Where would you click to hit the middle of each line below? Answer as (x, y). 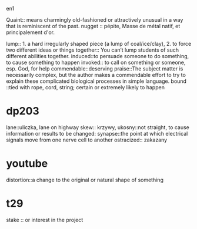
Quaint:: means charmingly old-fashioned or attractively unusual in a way (95, 20)
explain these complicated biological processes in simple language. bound (96, 81)
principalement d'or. (30, 32)
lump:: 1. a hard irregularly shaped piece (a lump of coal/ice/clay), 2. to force (99, 44)
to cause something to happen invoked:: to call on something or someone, (96, 62)
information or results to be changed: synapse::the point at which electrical (97, 133)
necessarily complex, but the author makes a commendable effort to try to (96, 75)
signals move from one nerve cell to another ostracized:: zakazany (87, 140)
